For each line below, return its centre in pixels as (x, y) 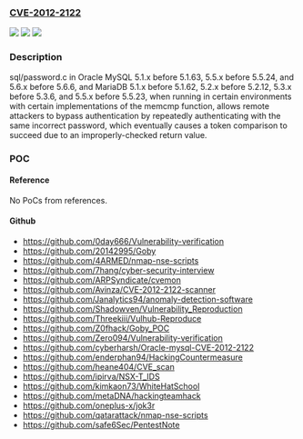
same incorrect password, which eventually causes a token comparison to (149, 125)
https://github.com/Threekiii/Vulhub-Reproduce (112, 318)
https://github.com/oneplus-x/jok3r (89, 405)
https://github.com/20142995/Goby (89, 251)
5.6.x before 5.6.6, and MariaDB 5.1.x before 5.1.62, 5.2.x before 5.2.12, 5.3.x (151, 86)
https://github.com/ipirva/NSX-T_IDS (91, 376)
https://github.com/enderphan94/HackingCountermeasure (132, 357)
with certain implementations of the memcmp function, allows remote (140, 105)
